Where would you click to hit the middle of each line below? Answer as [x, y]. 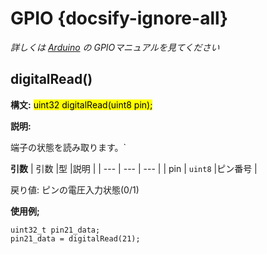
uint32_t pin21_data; [55, 230]
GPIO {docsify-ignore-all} [119, 18]
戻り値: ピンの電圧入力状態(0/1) [75, 189]
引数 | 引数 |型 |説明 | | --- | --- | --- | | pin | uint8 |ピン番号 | [134, 168]
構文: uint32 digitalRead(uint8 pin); [81, 104]
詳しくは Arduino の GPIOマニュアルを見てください [115, 47]
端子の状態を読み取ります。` [68, 147]
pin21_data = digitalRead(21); [75, 238]
